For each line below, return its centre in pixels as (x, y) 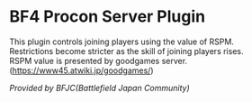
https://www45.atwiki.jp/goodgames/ (81, 70)
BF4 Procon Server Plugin (107, 17)
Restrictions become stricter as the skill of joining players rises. (126, 51)
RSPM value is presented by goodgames (85, 60)
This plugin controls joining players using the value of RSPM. (121, 42)
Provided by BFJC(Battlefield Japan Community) (100, 88)
